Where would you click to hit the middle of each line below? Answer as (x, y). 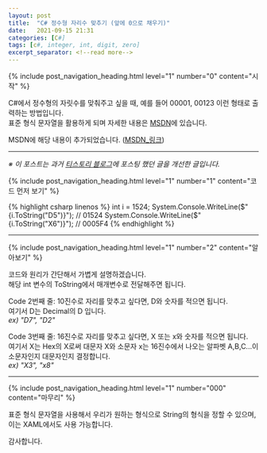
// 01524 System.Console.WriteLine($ (137, 215)
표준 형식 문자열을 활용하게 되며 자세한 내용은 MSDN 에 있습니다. (108, 123)
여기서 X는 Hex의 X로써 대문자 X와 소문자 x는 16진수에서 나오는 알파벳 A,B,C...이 (133, 346)
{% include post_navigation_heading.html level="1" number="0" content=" (130, 76)
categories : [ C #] (37, 38)
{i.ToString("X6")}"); (41, 224)
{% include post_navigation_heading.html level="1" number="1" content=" (130, 181)
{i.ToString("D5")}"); (41, 215)
